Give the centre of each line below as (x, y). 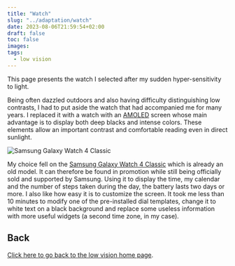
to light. (18, 86)
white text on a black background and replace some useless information (111, 208)
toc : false (23, 40)
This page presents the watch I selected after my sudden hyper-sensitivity (114, 79)
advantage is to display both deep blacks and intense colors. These (105, 122)
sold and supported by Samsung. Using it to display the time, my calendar (114, 179)
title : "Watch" (29, 14)
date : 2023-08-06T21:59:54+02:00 (56, 27)
